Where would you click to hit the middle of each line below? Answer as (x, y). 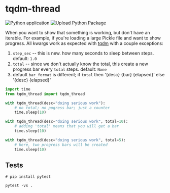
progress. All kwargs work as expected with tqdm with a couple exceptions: (84, 43)
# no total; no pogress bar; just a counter (62, 108)
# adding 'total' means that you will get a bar (67, 126)
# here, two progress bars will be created (61, 144)
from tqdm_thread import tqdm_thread (45, 94)
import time (18, 89)
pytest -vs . (19, 186)
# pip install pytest (28, 177)
